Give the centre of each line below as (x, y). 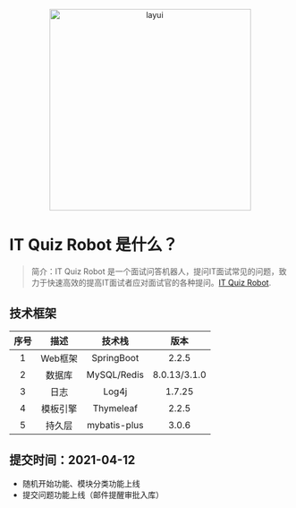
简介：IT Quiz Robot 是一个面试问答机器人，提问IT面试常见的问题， (155, 271)
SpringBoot (115, 357)
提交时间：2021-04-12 (72, 460)
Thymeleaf (115, 408)
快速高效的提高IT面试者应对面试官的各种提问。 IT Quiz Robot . (159, 282)
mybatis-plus (115, 425)
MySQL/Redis (115, 375)
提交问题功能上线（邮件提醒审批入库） (93, 495)
